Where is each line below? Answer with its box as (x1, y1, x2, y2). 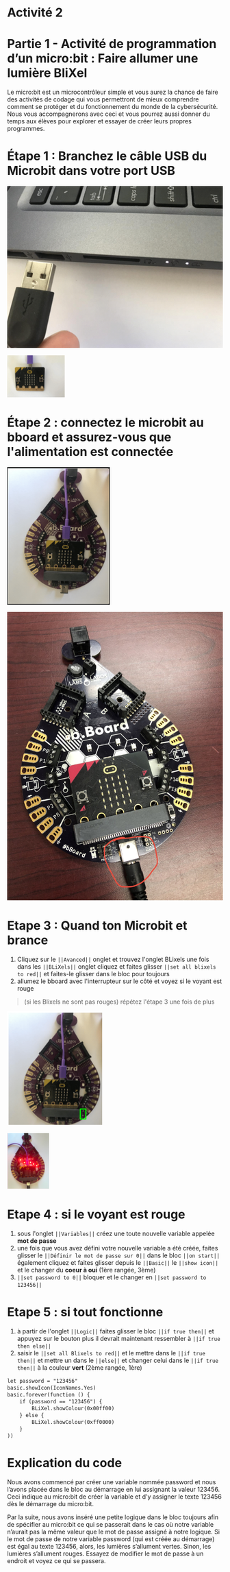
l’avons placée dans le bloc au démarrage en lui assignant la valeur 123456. (7, 1485, 220, 1493)
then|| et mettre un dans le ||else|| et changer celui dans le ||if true (16, 1356, 219, 1364)
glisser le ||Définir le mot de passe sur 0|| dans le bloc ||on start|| (16, 1251, 220, 1259)
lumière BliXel (7, 65, 88, 81)
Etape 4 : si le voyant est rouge (7, 1207, 186, 1222)
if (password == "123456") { (19, 1398, 103, 1405)
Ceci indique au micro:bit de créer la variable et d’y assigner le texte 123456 (7, 1492, 222, 1501)
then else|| (16, 1342, 51, 1350)
